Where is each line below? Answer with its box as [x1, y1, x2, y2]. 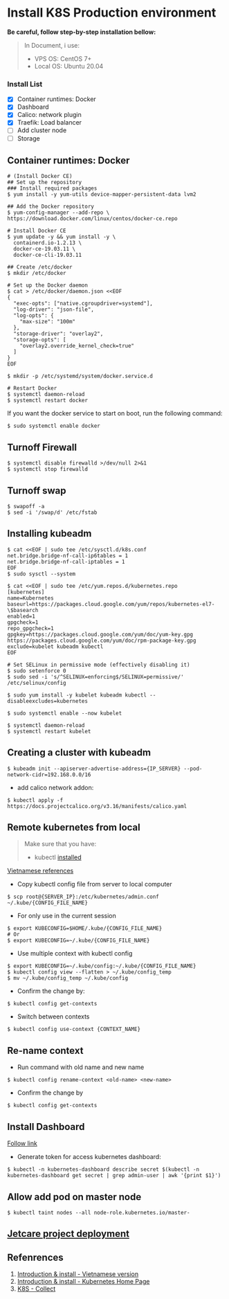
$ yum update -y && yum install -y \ [7, 233, 116, 240]
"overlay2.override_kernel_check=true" [19, 343, 135, 350]
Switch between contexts [17, 1012, 90, 1021]
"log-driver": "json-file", [13, 306, 95, 313]
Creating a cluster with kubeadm [7, 746, 151, 759]
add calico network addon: [17, 783, 94, 791]
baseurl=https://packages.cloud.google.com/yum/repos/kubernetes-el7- [7, 600, 215, 607]
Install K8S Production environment [7, 5, 217, 21]
